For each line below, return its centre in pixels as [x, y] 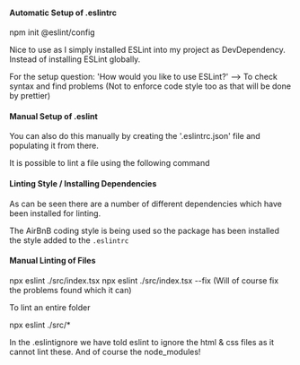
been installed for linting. [55, 213]
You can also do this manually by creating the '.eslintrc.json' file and [135, 136]
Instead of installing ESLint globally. [75, 59]
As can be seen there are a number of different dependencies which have [146, 204]
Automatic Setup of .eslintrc [63, 13]
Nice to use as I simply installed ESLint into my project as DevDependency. [147, 50]
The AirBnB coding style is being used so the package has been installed [145, 230]
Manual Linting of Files [53, 261]
